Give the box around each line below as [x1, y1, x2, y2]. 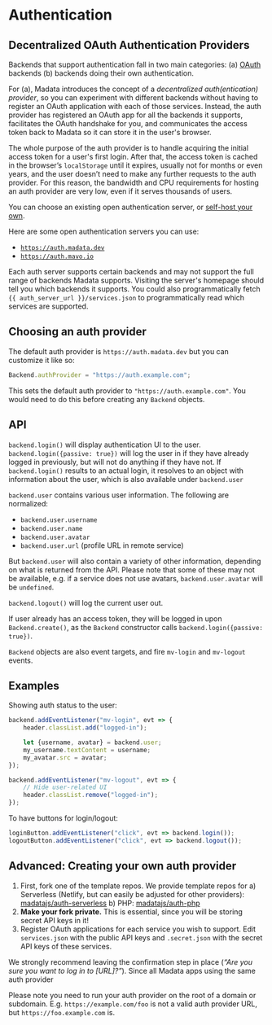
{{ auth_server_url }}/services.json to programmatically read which [8, 293, 245, 302]
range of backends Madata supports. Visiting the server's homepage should [8, 275, 265, 285]
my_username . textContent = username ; [23, 746, 151, 754]
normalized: [8, 498, 49, 508]
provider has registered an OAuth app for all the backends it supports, [8, 110, 243, 120]
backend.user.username [20, 515, 98, 524]
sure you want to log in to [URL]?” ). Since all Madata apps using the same [8, 966, 257, 975]
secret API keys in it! [20, 915, 90, 925]
